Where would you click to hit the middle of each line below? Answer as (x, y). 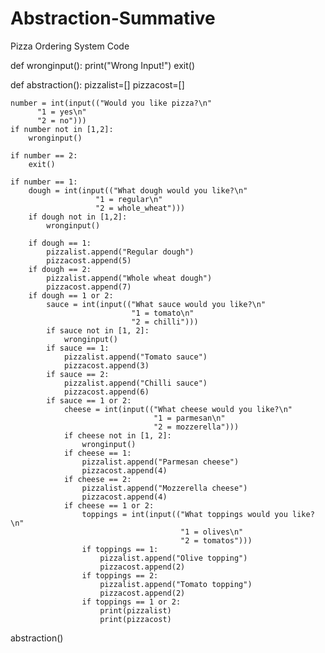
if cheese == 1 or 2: (109, 505)
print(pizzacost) (135, 619)
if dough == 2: (60, 269)
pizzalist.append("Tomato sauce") (135, 357)
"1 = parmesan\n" (189, 418)
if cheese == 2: (97, 479)
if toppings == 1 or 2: (131, 602)
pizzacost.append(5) (89, 260)
